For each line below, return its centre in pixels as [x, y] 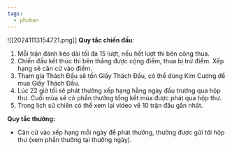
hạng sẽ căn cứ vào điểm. [55, 68]
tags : [15, 14]
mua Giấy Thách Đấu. [49, 83]
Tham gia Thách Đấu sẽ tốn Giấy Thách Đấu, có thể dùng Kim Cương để [121, 75]
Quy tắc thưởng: [31, 118]
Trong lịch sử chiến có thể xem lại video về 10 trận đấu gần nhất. [110, 105]
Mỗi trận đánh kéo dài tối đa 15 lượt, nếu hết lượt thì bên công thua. [114, 54]
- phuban [26, 20]
